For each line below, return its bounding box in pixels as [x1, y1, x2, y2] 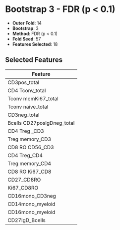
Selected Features [5, 56, 63, 64]
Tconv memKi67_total [7, 95, 59, 102]
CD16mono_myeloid [7, 209, 56, 216]
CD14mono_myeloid [7, 201, 56, 208]
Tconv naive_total [7, 103, 49, 110]
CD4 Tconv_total [7, 87, 46, 94]
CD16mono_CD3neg [7, 192, 56, 199]
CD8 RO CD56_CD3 [7, 144, 54, 151]
